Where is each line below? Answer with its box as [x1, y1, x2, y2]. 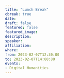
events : [5, 61, 21, 66]
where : [5, 47, 18, 52]
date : [5, 16, 16, 21]
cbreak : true [5, 12, 32, 16]
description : [5, 34, 32, 39]
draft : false [5, 20, 32, 26]
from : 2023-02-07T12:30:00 [5, 52, 60, 57]
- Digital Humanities [5, 66, 49, 71]
